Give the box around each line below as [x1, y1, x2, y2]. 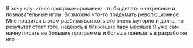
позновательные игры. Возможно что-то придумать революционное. [6, 11, 181, 18]
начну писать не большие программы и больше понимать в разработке [6, 29, 188, 36]
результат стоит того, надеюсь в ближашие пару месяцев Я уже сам [6, 23, 180, 30]
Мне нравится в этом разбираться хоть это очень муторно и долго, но [6, 17, 184, 24]
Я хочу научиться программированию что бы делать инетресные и [6, 5, 175, 12]
